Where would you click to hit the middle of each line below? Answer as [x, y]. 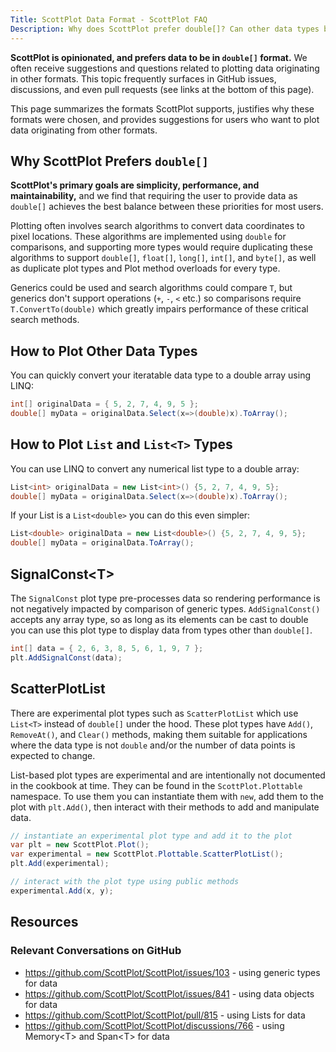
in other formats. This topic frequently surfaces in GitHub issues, [143, 78]
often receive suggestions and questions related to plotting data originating [165, 68]
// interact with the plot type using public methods [125, 882]
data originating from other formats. [84, 130]
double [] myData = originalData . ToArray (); [102, 543]
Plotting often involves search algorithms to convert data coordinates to [157, 226]
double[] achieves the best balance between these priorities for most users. [167, 207]
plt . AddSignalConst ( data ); [66, 657]
